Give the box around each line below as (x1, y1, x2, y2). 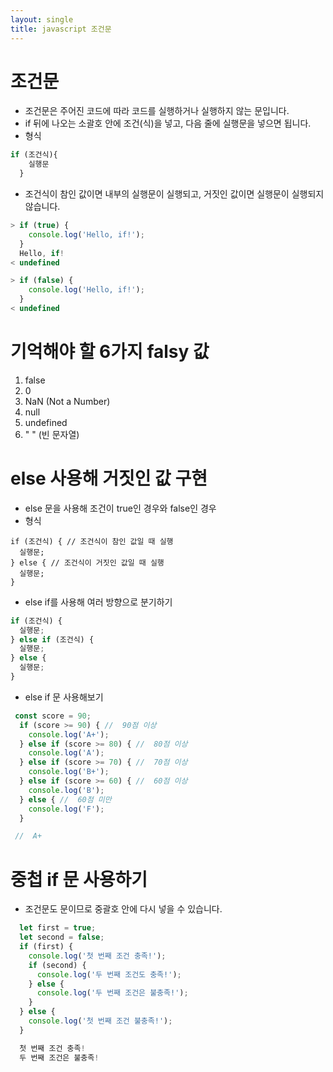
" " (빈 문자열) (24, 428, 80, 440)
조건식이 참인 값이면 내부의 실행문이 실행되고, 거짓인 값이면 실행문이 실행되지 (24, 188, 325, 200)
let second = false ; (19, 932, 105, 943)
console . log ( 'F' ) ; (28, 804, 105, 814)
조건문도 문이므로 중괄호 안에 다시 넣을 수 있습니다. (24, 903, 223, 915)
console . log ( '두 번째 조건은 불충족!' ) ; (36, 988, 189, 998)
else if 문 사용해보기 (24, 691, 104, 703)
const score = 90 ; (14, 711, 92, 721)
